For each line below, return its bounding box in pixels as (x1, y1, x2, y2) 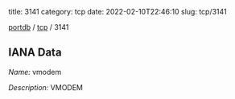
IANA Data (8, 46, 62, 60)
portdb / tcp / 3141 (8, 23, 69, 31)
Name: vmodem (8, 67, 62, 76)
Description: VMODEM (8, 82, 83, 92)
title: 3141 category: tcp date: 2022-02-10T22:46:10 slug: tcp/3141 (8, 7, 227, 16)
